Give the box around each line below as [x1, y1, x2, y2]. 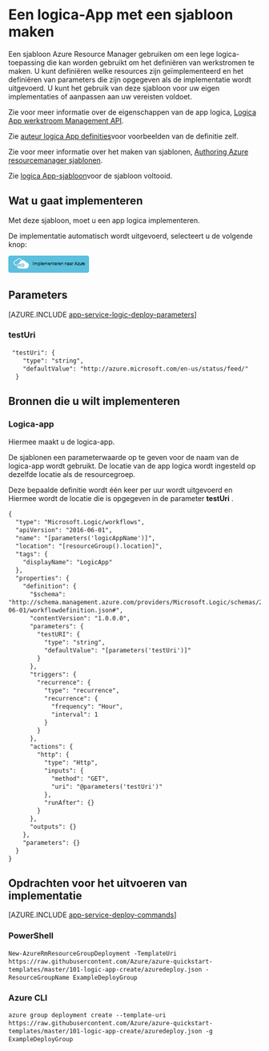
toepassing [8, 58, 46, 67]
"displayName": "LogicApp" [22, 558, 113, 566]
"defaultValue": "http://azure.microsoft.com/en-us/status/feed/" [22, 365, 249, 373]
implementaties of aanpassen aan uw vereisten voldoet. [8, 91, 192, 101]
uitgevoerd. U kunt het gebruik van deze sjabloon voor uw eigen [8, 83, 220, 93]
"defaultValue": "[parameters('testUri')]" [43, 646, 192, 654]
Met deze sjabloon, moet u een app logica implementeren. [8, 215, 200, 225]
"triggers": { [29, 670, 78, 678]
